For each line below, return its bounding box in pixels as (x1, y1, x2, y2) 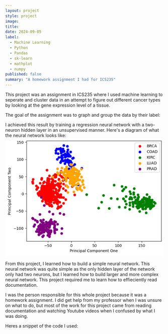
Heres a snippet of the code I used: (5, 323, 78, 329)
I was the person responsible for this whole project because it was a (5, 292, 147, 298)
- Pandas (10, 50, 28, 55)
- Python (10, 45, 28, 50)
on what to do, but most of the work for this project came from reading (5, 302, 152, 309)
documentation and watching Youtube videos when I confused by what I (5, 308, 155, 314)
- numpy (10, 66, 26, 71)
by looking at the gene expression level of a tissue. (5, 102, 111, 108)
